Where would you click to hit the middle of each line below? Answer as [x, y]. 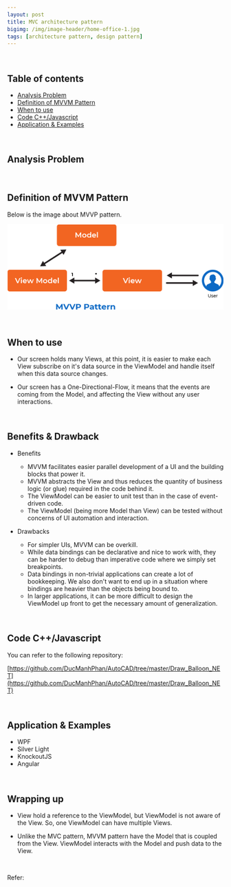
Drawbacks [33, 531]
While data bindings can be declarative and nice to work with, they [122, 552]
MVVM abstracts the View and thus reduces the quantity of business [125, 481]
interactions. [35, 401]
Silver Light [33, 749]
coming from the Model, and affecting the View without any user [108, 394]
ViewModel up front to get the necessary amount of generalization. [122, 603]
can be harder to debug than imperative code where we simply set [122, 559]
